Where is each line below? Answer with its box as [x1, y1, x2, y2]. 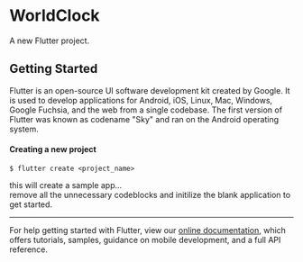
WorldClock [9, 5, 101, 26]
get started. [9, 199, 52, 210]
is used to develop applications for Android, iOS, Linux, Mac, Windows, [9, 95, 273, 105]
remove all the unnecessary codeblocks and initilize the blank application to [9, 189, 291, 200]
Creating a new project [9, 144, 96, 155]
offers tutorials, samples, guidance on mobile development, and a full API [9, 234, 281, 245]
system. [9, 123, 39, 134]
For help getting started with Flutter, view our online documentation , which [9, 224, 287, 235]
